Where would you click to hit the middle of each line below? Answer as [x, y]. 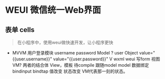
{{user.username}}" [32, 59]
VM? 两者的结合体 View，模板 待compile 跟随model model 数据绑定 [81, 65]
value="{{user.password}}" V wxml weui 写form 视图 [107, 59]
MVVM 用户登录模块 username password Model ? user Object [75, 53]
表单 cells [20, 30]
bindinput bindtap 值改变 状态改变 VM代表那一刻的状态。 [70, 71]
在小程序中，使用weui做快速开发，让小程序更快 [65, 42]
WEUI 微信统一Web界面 [53, 10]
